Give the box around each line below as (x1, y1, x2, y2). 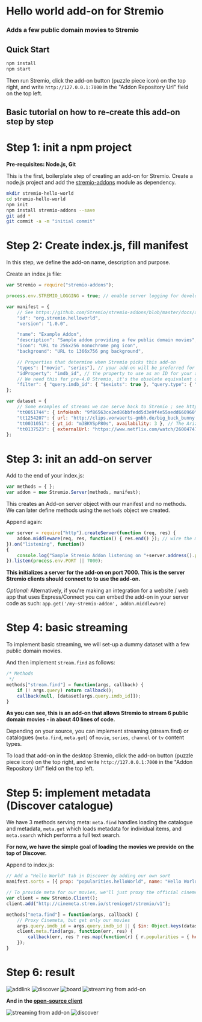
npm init (6, 201, 28, 207)
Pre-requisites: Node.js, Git (6, 161, 76, 168)
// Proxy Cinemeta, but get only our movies (17, 917, 130, 923)
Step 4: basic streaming (6, 621, 128, 634)
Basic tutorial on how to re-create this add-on (6, 107, 180, 118)
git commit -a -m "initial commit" (6, 218, 96, 224)
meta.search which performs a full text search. (6, 831, 121, 839)
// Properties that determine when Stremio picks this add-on (17, 359, 176, 365)
